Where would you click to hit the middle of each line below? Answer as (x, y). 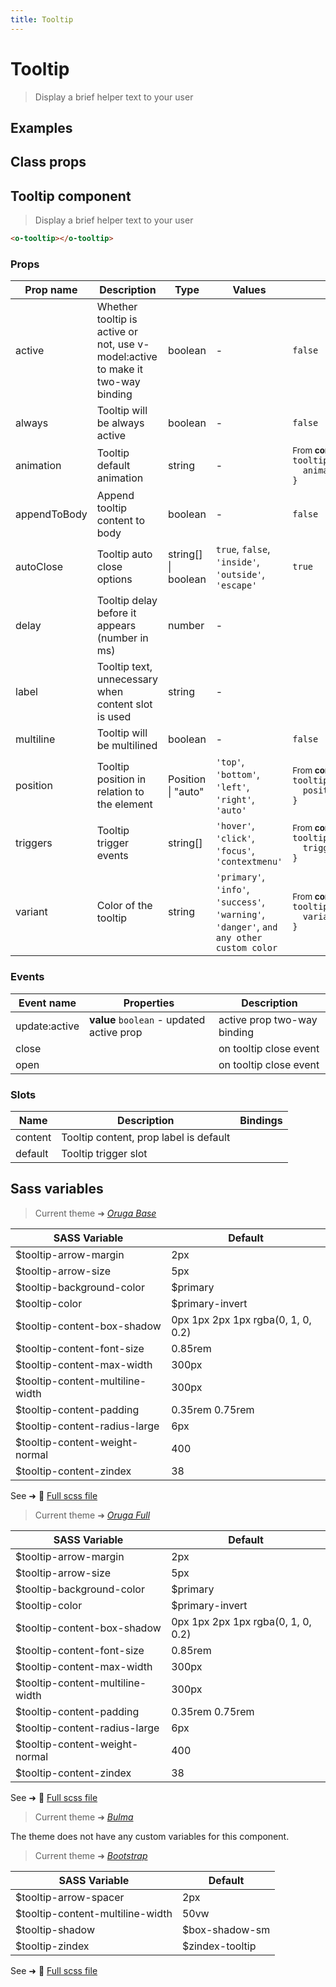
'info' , (232, 889)
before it (116, 613)
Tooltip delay (127, 601)
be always (120, 423)
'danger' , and (246, 927)
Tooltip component (71, 196)
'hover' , (235, 826)
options (114, 579)
